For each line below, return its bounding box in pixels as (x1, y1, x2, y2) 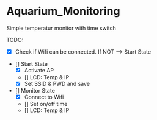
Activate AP (24, 67, 54, 74)
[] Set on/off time (24, 101, 68, 108)
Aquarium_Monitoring (6, 4, 120, 18)
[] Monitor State (15, 87, 55, 94)
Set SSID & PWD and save (24, 80, 90, 88)
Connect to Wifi (24, 93, 64, 101)
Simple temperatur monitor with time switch (6, 24, 116, 32)
